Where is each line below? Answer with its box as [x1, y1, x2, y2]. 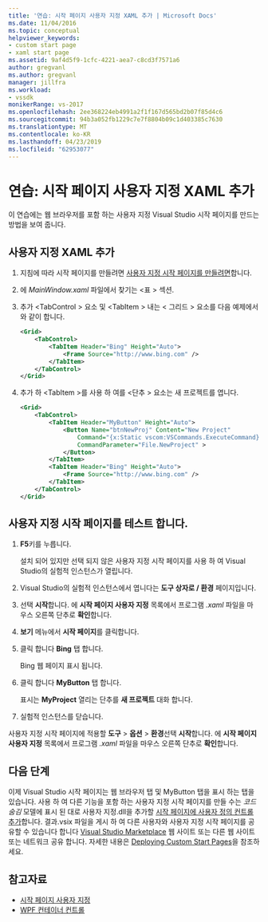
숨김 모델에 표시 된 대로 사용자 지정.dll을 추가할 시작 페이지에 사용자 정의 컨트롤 [8, 807, 254, 817]
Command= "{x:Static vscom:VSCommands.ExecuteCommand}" [77, 433, 263, 441]
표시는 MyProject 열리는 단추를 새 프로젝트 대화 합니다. [19, 695, 193, 704]
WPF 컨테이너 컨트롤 [19, 905, 85, 915]
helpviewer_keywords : [8, 33, 81, 42]
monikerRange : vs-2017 [8, 100, 84, 108]
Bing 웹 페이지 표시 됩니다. [19, 661, 103, 671]
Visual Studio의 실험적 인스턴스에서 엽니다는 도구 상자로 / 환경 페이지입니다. [19, 583, 257, 593]
